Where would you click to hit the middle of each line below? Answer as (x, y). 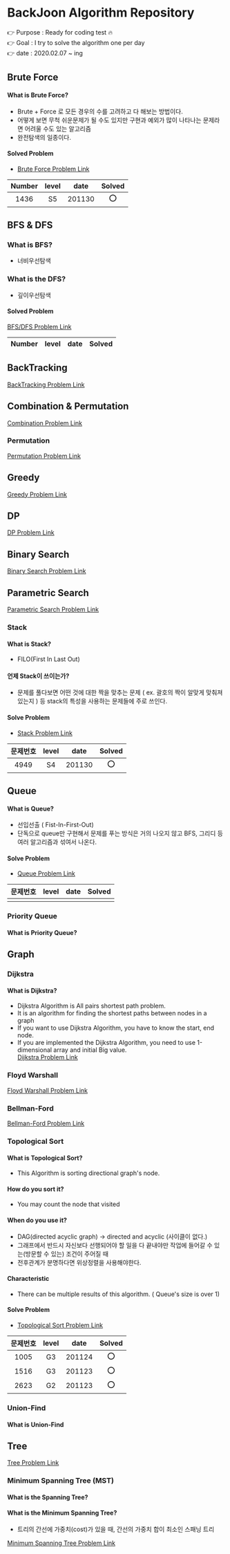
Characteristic (28, 1279)
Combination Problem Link (45, 423)
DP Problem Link (31, 533)
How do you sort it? (36, 1189)
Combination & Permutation (68, 406)
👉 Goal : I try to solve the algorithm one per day (76, 42)
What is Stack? (29, 644)
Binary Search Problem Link (47, 571)
